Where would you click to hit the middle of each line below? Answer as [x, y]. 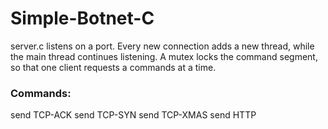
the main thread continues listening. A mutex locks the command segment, [164, 56]
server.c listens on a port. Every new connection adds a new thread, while [162, 46]
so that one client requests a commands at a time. [113, 67]
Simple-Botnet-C [82, 18]
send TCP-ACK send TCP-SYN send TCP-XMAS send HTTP [133, 115]
